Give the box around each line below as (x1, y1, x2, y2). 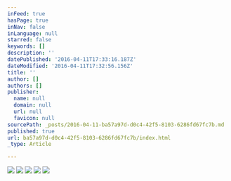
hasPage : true (7, 17, 49, 24)
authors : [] (7, 82, 42, 89)
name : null (13, 95, 46, 102)
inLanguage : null (7, 29, 58, 37)
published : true (7, 128, 55, 135)
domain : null (13, 102, 52, 109)
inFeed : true (7, 10, 46, 18)
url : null (13, 108, 42, 115)
